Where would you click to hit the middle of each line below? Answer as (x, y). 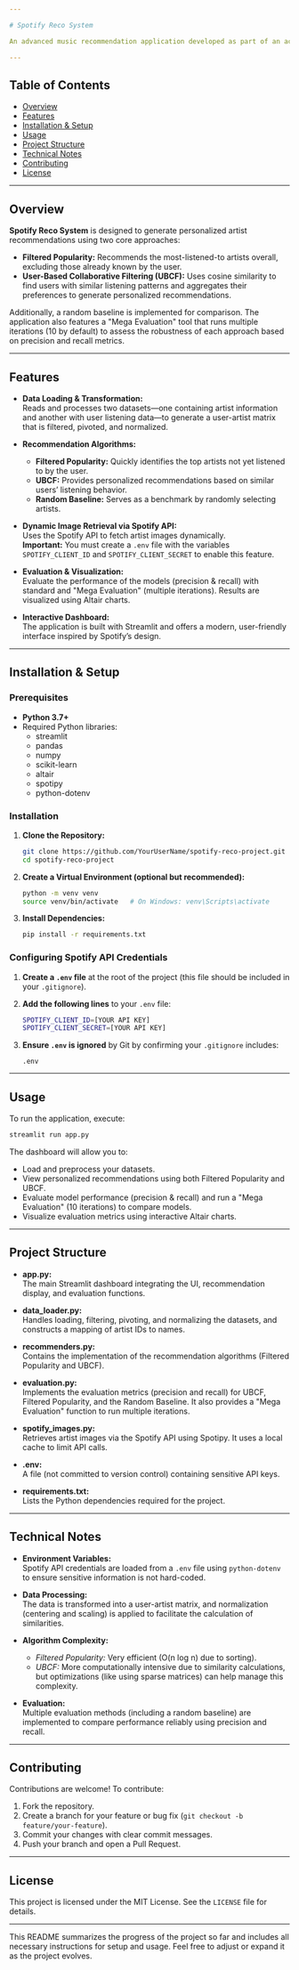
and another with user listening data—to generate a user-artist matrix (149, 417)
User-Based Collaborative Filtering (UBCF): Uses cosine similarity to (149, 276)
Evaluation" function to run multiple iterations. (106, 1411)
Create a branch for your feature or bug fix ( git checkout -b (133, 1816)
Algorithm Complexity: (65, 1640)
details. (23, 1911)
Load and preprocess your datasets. (89, 1169)
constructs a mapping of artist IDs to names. (103, 1329)
